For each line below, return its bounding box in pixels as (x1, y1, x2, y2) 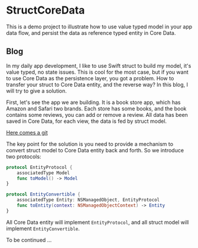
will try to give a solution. (6, 87, 67, 94)
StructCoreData (6, 4, 85, 17)
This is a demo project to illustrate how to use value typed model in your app (6, 23, 193, 30)
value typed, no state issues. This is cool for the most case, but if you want (6, 68, 189, 76)
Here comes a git (6, 129, 48, 136)
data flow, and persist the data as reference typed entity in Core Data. (6, 29, 176, 36)
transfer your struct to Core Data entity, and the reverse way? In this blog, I (6, 81, 188, 88)
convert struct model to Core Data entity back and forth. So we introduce (6, 146, 184, 154)
